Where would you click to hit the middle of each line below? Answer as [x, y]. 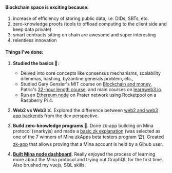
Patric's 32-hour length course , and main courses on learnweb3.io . [91, 90]
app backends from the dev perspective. [56, 116]
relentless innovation [35, 40]
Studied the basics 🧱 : [36, 63]
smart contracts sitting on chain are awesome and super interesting [84, 35]
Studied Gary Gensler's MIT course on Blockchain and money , [86, 84]
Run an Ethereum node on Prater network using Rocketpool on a [88, 95]
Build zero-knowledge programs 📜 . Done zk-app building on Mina [83, 126]
